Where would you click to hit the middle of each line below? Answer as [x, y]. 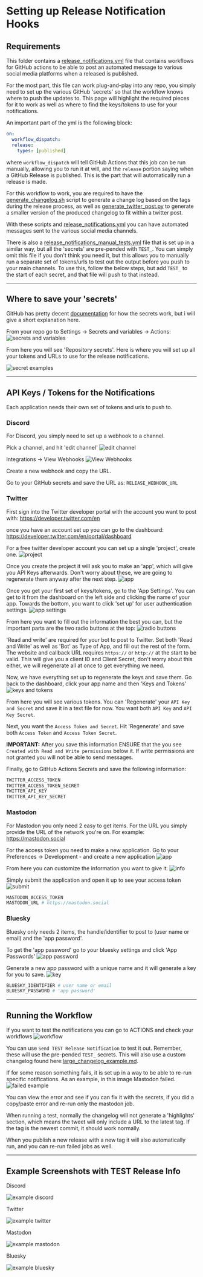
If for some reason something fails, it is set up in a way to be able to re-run [99, 1073]
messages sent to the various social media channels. [72, 230]
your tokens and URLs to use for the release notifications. [78, 356]
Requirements [33, 46]
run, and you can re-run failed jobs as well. [60, 1146]
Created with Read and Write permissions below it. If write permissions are [100, 751]
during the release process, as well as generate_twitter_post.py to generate [100, 206]
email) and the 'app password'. [45, 938]
